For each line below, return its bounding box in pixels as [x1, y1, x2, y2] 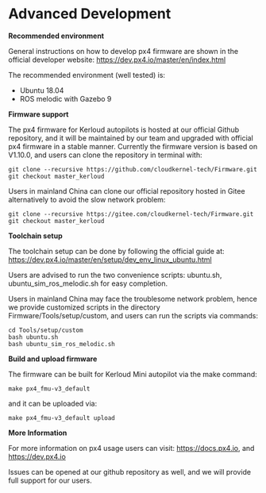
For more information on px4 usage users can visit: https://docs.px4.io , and [8, 443, 255, 453]
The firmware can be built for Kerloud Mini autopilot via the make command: [8, 369, 258, 379]
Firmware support [8, 109, 69, 119]
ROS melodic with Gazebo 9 [19, 94, 112, 103]
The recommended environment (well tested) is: [8, 70, 165, 79]
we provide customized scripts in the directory [8, 302, 160, 312]
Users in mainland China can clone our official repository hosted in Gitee [8, 186, 245, 195]
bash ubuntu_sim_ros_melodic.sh [8, 340, 115, 348]
